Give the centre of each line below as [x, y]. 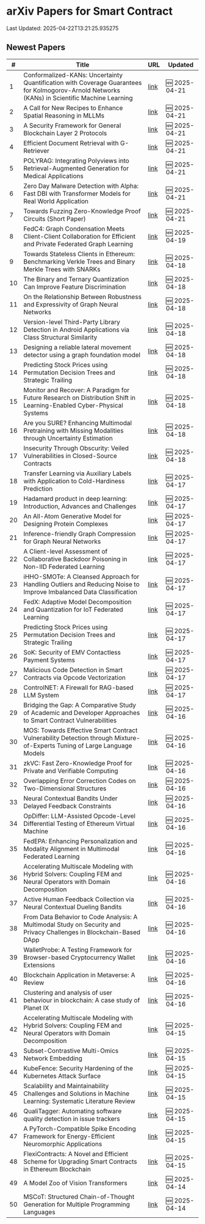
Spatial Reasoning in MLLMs [64, 116]
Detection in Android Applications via [77, 330]
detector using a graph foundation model [82, 355]
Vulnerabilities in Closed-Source [70, 456]
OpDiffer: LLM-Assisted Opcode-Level [80, 816]
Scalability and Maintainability [66, 1086]
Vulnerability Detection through [68, 738]
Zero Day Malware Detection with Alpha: [81, 186]
